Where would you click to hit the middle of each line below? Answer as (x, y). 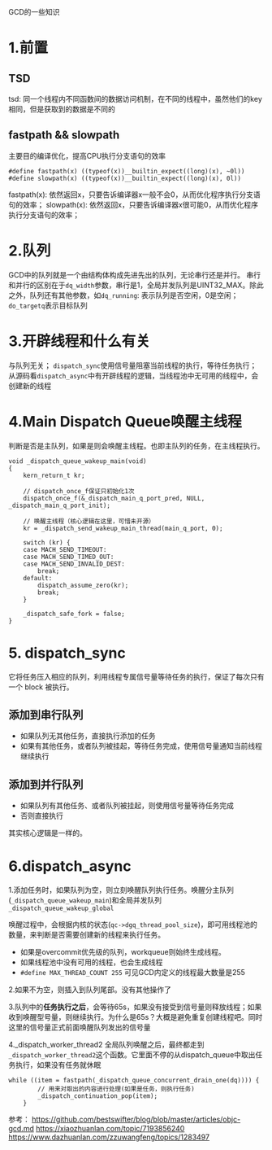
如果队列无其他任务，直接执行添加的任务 (88, 736)
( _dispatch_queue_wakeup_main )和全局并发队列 (85, 900)
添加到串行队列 (46, 715)
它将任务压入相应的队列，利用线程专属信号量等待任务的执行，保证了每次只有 (136, 676)
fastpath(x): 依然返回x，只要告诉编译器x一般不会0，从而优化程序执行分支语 (135, 195)
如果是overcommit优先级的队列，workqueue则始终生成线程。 (123, 952)
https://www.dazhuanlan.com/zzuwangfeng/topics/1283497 (109, 1137)
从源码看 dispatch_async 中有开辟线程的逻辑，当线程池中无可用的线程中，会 (134, 375)
